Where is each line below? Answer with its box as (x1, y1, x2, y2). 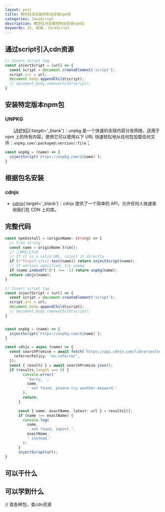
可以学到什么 (5, 487, 44, 496)
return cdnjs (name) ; (9, 272, 52, 277)
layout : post (5, 7, 32, 12)
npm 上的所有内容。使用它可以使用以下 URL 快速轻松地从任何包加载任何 (5, 133, 151, 139)
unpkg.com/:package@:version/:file (14, 141, 87, 146)
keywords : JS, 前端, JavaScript (5, 26, 70, 31)
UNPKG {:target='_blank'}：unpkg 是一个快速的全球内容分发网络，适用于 (14, 128, 160, 133)
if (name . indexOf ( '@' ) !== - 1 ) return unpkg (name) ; (9, 268, 118, 273)
